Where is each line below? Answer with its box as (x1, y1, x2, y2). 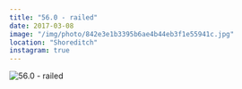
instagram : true (9, 46, 70, 55)
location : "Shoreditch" (9, 37, 99, 47)
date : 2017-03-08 (9, 21, 74, 30)
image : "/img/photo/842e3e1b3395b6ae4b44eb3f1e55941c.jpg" (9, 29, 235, 38)
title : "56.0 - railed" (9, 12, 99, 22)
